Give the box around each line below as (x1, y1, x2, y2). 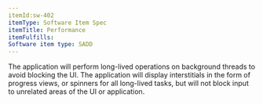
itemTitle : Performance (8, 26, 86, 34)
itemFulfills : (8, 33, 55, 41)
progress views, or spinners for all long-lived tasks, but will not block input (8, 79, 249, 88)
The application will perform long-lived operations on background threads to (8, 62, 256, 71)
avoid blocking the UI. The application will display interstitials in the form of (8, 70, 251, 80)
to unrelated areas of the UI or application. (8, 87, 145, 96)
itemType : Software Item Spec (8, 19, 108, 27)
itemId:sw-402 (8, 11, 55, 20)
